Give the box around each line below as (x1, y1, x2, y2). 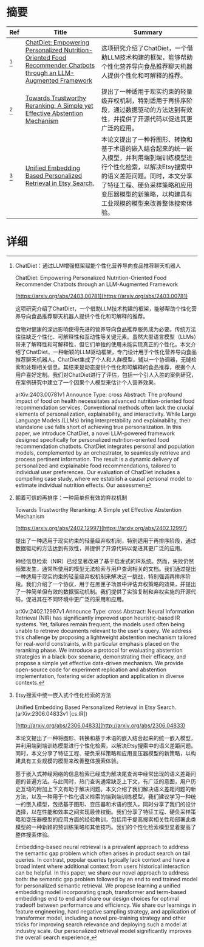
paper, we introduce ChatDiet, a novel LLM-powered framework (15, 430, 175, 437)
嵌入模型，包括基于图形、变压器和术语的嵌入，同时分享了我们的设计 (25, 800, 196, 808)
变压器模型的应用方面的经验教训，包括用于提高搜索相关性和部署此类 (25, 816, 196, 823)
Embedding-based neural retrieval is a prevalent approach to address (15, 843, 189, 850)
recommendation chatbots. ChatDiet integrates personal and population (15, 442, 195, 450)
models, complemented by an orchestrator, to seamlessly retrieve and (15, 449, 190, 456)
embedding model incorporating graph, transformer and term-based (15, 888, 186, 895)
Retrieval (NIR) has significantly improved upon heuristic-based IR (15, 614, 180, 621)
